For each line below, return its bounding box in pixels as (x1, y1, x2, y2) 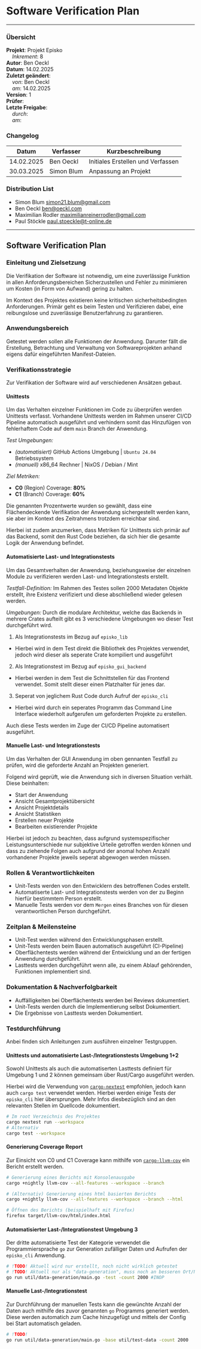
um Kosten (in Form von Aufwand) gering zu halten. (6, 285, 134, 292)
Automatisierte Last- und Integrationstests (6, 553, 115, 560)
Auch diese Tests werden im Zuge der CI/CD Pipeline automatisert (6, 722, 169, 729)
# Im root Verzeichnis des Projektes (6, 1114, 100, 1120)
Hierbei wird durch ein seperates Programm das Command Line (14, 704, 172, 711)
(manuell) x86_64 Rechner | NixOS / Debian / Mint (14, 461, 138, 468)
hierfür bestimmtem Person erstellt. (14, 895, 103, 902)
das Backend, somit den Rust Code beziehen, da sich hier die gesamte (6, 533, 181, 540)
